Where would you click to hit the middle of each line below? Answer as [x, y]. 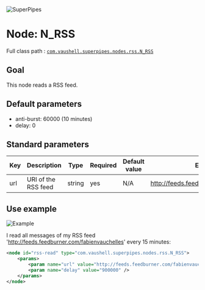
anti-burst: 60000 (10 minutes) [54, 118]
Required [103, 165]
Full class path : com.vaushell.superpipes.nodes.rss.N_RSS [80, 51]
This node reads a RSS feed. [42, 85]
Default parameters [44, 104]
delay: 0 [25, 125]
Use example [31, 208]
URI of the [41, 179]
